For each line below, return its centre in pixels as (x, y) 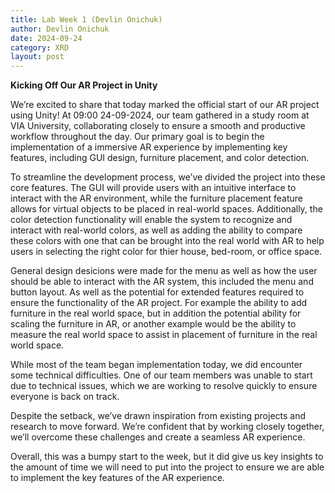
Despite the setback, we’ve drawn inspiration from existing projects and (158, 416)
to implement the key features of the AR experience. (117, 478)
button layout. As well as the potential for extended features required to (157, 292)
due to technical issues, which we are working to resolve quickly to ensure (164, 386)
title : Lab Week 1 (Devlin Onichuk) (86, 19)
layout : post (37, 57)
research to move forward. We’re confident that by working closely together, (167, 427)
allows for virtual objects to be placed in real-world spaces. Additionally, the (166, 209)
